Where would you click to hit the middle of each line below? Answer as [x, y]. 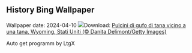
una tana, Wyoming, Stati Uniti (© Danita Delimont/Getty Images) [86, 31]
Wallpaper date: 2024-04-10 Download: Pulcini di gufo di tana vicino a [96, 25]
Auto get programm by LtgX [40, 43]
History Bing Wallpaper [50, 10]
